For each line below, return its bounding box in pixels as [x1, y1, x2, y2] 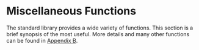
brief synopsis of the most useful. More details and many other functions [6, 30, 190, 37]
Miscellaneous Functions [6, 4, 136, 18]
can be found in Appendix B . [6, 37, 78, 44]
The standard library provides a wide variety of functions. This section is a [6, 24, 194, 31]
